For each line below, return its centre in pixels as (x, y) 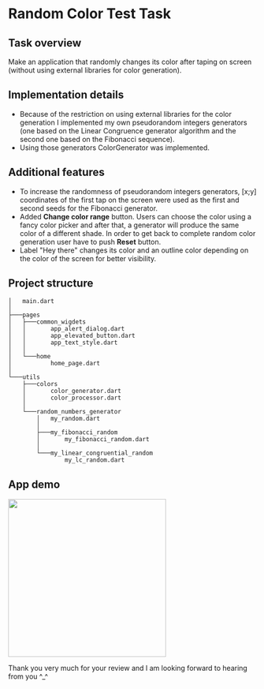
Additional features (56, 172)
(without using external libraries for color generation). (95, 70)
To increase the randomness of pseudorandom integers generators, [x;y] (138, 191)
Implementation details (66, 95)
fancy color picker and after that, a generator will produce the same (129, 225)
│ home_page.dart (54, 364)
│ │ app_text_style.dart (63, 343)
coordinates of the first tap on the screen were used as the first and (129, 200)
